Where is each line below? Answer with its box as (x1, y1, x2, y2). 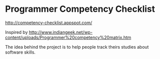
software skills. (5, 49, 36, 55)
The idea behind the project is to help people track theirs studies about (5, 44, 149, 50)
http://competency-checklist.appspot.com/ (5, 20, 93, 26)
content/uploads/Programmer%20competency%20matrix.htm (5, 34, 131, 40)
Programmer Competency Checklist (5, 3, 155, 15)
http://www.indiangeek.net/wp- (29, 29, 93, 35)
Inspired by (5, 29, 28, 35)
